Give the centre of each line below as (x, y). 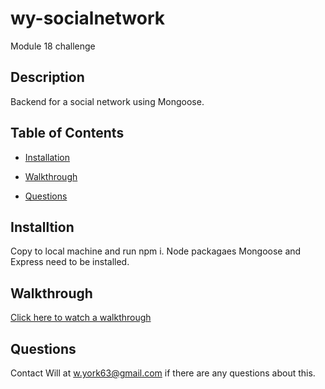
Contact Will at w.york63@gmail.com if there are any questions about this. (163, 373)
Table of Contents (67, 133)
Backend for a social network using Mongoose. (107, 101)
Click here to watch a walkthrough (81, 318)
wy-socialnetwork (88, 18)
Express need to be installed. (70, 262)
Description (47, 77)
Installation (47, 157)
